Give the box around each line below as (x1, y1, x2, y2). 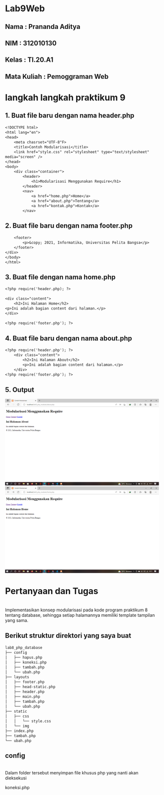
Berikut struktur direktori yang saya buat (5, 631, 131, 640)
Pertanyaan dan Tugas (5, 586, 99, 597)
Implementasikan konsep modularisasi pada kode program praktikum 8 (5, 607, 148, 613)
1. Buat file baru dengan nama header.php (5, 111, 135, 120)
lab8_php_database (5, 645, 42, 650)
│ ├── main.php (5, 694, 41, 699)
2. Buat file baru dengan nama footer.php (5, 221, 133, 230)
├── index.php (5, 728, 34, 733)
